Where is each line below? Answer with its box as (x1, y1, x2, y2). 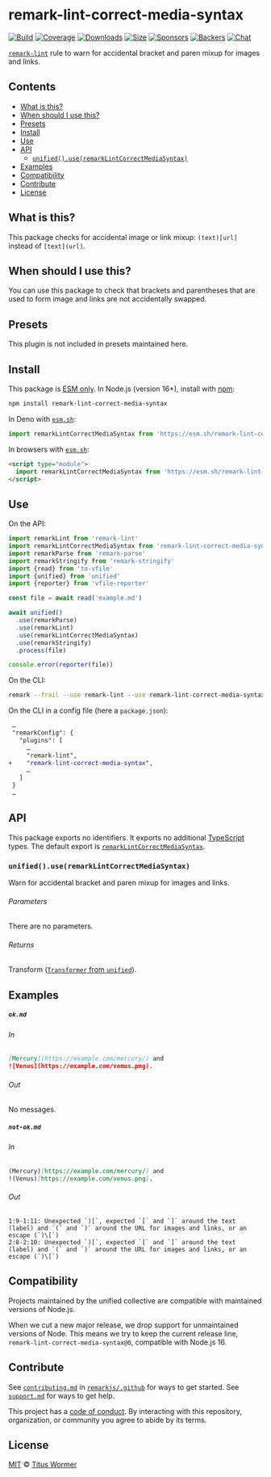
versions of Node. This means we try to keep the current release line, (8, 1328, 239, 1338)
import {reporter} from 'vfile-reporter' (8, 579, 150, 587)
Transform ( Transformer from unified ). (8, 965, 137, 974)
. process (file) (15, 646, 67, 654)
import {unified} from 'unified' (8, 572, 121, 580)
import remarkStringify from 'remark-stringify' (8, 557, 175, 565)
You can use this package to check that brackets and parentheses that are (8, 285, 256, 296)
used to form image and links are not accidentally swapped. (8, 294, 207, 304)
